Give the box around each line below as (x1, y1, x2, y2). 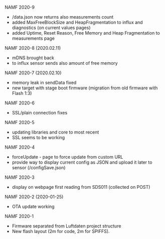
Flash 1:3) (12, 90, 32, 96)
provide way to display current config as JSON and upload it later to (12, 159, 152, 165)
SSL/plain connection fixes (12, 110, 68, 115)
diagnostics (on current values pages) (12, 25, 91, 31)
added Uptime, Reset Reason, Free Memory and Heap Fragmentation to (12, 30, 160, 36)
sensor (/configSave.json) (12, 165, 66, 170)
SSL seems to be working (12, 135, 65, 140)
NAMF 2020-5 (5, 119, 35, 125)
